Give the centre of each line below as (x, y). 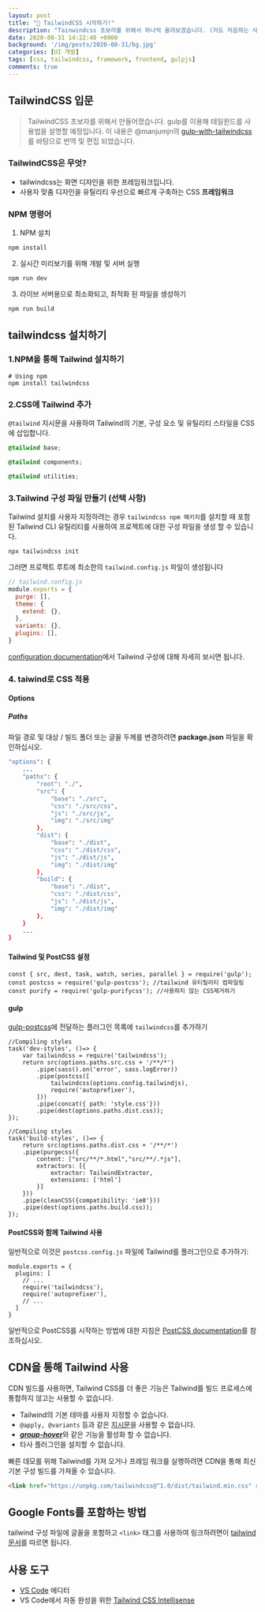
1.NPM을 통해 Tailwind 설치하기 (66, 360)
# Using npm (28, 376)
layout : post (30, 15)
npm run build (32, 309)
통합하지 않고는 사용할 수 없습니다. (61, 1397)
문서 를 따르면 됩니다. (40, 1543)
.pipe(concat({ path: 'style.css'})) (98, 1104)
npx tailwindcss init (44, 552)
